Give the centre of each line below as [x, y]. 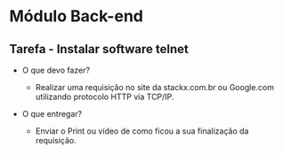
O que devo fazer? [56, 70]
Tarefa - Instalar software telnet [99, 49]
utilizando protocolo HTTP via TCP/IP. [105, 96]
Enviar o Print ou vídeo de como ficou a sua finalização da [142, 131]
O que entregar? [52, 114]
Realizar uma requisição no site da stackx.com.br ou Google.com [154, 87]
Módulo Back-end [77, 16]
